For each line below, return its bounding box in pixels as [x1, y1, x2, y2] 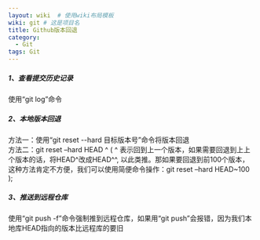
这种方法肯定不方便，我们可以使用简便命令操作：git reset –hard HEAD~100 [8, 164, 250, 173]
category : [8, 33, 41, 42]
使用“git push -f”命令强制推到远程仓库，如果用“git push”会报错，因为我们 [8, 213, 245, 223]
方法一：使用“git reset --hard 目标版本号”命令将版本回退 [8, 135, 190, 144]
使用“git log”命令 [8, 94, 63, 104]
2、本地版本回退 [8, 114, 61, 123]
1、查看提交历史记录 [8, 73, 74, 82]
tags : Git [8, 48, 41, 56]
